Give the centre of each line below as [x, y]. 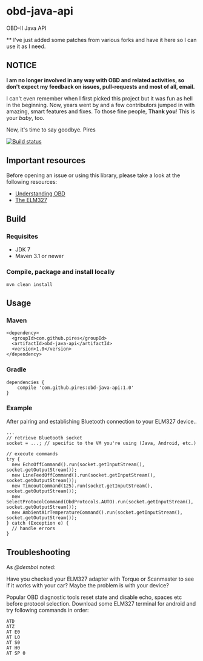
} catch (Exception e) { [38, 523]
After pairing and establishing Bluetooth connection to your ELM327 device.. [101, 421]
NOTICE [22, 65]
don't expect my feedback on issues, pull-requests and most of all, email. [101, 86]
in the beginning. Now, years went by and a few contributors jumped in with [101, 105]
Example [19, 408]
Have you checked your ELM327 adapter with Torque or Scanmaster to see [100, 579]
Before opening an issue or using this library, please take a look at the [93, 175]
